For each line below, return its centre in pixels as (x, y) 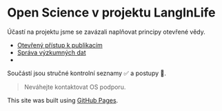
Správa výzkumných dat (51, 52)
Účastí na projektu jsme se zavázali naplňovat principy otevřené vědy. (106, 32)
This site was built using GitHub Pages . (63, 100)
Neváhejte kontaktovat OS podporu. (75, 87)
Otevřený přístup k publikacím (60, 45)
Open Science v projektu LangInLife (111, 13)
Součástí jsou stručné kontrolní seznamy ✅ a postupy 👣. (87, 73)
